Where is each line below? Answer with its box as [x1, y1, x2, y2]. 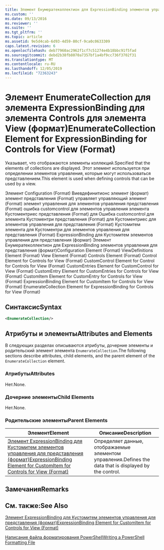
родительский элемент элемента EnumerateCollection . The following [5, 348, 146, 353]
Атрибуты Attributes [5, 370, 55, 377]
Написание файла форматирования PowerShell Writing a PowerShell [5, 534, 145, 540]
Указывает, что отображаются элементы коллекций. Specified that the [5, 160, 150, 166]
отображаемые [94, 444, 131, 451]
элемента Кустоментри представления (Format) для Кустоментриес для [5, 216, 156, 222]
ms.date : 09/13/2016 [5, 16, 47, 21]
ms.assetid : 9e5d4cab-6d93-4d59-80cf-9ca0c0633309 [5, 39, 110, 44]
